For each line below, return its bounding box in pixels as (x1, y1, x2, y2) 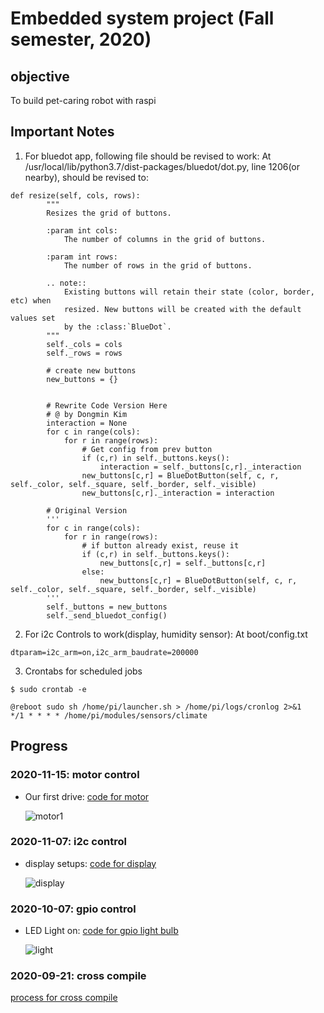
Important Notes (10, 123, 115, 141)
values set (10, 313, 56, 323)
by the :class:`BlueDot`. (63, 322, 172, 332)
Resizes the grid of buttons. (46, 208, 172, 218)
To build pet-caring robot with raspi (10, 95, 157, 106)
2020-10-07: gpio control (10, 902, 137, 916)
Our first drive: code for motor (24, 790, 150, 802)
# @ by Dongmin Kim (46, 409, 128, 419)
